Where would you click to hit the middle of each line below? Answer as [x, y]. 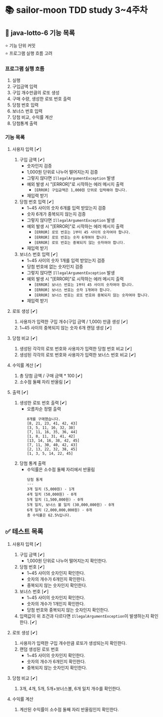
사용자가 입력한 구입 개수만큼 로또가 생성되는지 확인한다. [73, 643]
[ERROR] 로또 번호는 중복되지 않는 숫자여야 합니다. [80, 242]
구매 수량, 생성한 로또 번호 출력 [41, 99]
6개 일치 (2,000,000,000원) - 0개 [59, 510]
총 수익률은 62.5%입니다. [49, 515]
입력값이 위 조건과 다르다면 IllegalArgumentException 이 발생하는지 [84, 616]
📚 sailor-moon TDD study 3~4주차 [76, 10]
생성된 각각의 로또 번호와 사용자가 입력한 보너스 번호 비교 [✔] [78, 355]
